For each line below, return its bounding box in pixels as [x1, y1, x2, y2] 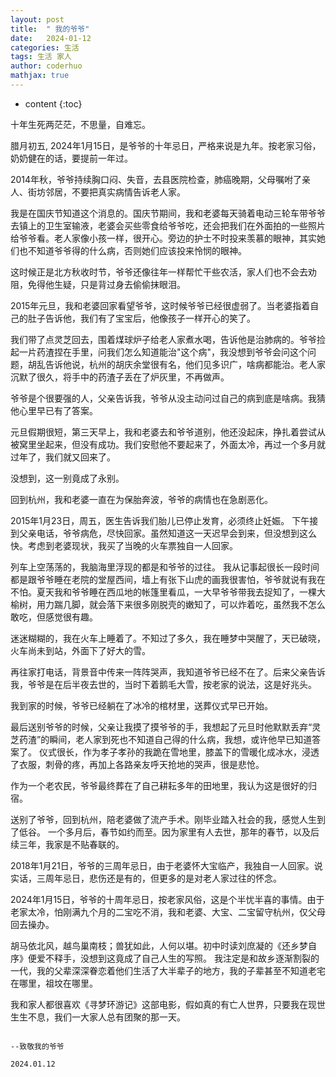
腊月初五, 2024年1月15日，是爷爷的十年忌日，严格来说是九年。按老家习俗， [10, 139, 322, 151]
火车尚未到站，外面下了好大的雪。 [10, 644, 151, 656]
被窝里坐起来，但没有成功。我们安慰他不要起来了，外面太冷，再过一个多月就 [10, 438, 326, 450]
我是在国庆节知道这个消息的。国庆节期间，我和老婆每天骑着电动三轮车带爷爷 [10, 207, 326, 219]
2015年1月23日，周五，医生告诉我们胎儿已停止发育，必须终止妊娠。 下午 [10, 514, 310, 526]
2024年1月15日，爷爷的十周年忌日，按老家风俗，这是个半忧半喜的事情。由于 [10, 893, 325, 905]
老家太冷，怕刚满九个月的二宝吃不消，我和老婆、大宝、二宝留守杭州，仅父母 [10, 906, 326, 918]
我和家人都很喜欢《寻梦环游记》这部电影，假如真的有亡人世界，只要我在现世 [10, 998, 326, 1010]
